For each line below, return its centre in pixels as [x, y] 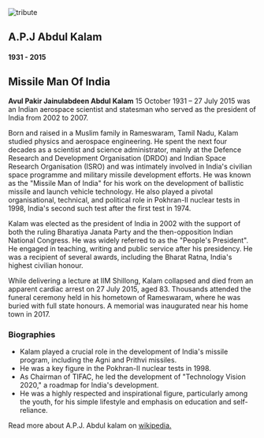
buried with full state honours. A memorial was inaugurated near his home [128, 306]
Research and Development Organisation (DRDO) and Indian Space [117, 158]
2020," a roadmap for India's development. [89, 385]
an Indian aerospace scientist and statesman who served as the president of [132, 109]
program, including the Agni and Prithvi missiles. [98, 360]
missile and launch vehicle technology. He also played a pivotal [111, 191]
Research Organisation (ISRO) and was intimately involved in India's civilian [130, 166]
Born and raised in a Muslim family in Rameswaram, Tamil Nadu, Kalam [123, 132]
